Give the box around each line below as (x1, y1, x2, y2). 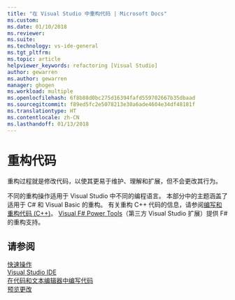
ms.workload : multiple (7, 88, 73, 95)
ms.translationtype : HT (7, 107, 77, 114)
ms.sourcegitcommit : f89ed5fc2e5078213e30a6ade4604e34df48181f (7, 101, 196, 108)
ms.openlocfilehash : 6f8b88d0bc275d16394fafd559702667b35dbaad (7, 95, 196, 102)
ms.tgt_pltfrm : (7, 50, 52, 57)
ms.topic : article (7, 56, 61, 63)
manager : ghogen (7, 82, 55, 89)
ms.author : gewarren (7, 75, 68, 82)
